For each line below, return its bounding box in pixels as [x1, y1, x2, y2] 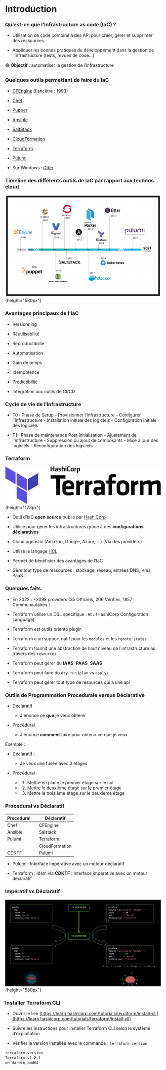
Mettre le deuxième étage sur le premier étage [27, 785, 122, 791]
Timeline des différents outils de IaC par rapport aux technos [5, 177, 154, 184]
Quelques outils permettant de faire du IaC [5, 77, 109, 84]
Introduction [5, 3, 57, 15]
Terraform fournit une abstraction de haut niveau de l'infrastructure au [12, 645, 156, 651]
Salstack [39, 829, 57, 835]
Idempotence [12, 369, 40, 375]
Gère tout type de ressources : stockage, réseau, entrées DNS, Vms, [12, 567, 152, 573]
